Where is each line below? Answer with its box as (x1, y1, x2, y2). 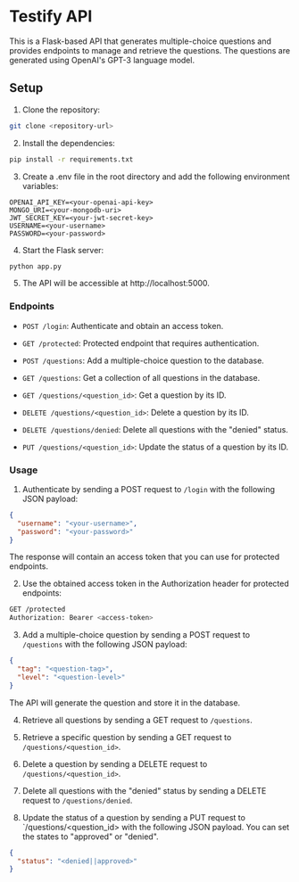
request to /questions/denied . (21, 795, 133, 805)
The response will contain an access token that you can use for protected (9, 551, 280, 563)
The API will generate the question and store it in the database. (9, 697, 241, 708)
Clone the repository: (21, 104, 101, 115)
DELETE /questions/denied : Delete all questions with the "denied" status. (21, 424, 288, 434)
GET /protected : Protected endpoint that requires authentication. (21, 337, 260, 349)
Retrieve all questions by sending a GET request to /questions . (21, 714, 253, 725)
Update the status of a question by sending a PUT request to (21, 812, 245, 822)
